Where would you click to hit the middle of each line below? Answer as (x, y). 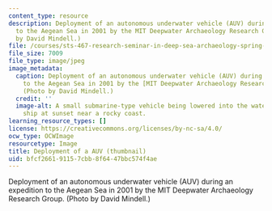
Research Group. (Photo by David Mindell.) (80, 199)
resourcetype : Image (43, 143)
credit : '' (34, 99)
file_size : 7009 (36, 53)
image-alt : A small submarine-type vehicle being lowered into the (132, 106)
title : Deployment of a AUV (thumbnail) (78, 151)
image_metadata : (36, 69)
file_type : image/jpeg (47, 61)
